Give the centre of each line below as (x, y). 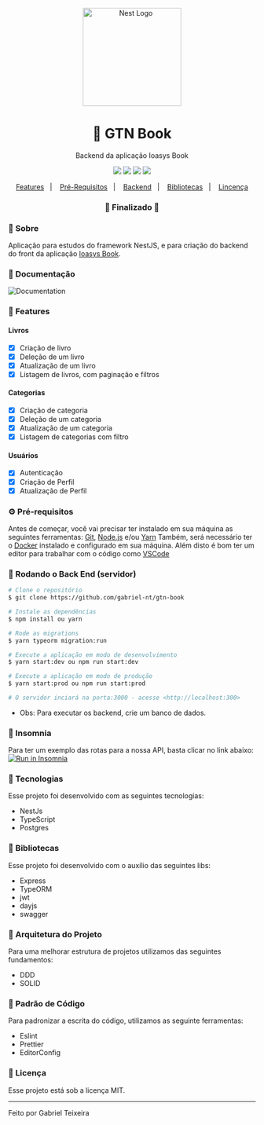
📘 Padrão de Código (46, 1004)
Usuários (23, 455)
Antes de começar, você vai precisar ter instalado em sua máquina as (121, 528)
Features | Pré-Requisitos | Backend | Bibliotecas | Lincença (132, 187)
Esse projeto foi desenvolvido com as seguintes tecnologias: (106, 796)
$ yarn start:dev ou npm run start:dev (73, 662)
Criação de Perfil (47, 482)
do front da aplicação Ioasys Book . (64, 254)
